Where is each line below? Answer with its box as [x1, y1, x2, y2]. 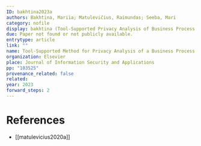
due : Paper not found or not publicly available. [6, 31, 134, 37]
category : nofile [6, 20, 50, 26]
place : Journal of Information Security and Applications [6, 59, 155, 65]
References [6, 113, 65, 127]
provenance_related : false [6, 71, 74, 77]
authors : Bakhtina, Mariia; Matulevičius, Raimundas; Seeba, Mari [6, 14, 176, 21]
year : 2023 [6, 82, 34, 88]
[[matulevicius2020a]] [14, 133, 70, 141]
